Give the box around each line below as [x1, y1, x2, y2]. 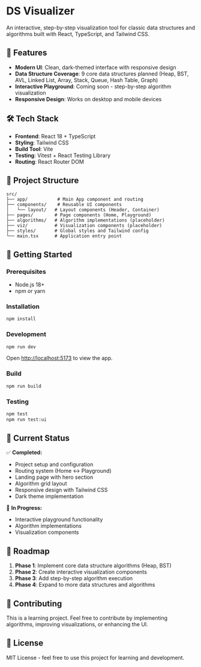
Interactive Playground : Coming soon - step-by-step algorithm [14, 83, 172, 90]
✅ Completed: [6, 449, 43, 456]
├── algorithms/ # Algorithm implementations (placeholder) [6, 218, 165, 224]
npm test [6, 411, 28, 417]
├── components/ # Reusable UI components [6, 202, 122, 208]
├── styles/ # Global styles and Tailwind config [6, 228, 149, 234]
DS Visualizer [6, 4, 75, 18]
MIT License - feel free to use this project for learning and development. [6, 654, 185, 661]
